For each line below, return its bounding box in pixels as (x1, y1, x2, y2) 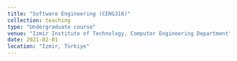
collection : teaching (7, 17, 71, 24)
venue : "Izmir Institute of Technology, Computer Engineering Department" (7, 29, 232, 37)
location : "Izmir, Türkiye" (7, 43, 90, 50)
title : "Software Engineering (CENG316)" (7, 10, 131, 18)
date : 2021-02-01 (7, 36, 59, 43)
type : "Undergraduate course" (7, 23, 97, 30)
